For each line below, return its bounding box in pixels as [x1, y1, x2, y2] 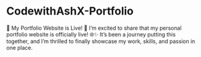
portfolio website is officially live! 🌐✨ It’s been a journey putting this [6, 30, 176, 38]
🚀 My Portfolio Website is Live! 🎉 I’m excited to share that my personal [6, 24, 182, 32]
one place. [6, 44, 33, 51]
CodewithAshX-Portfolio [6, 4, 134, 18]
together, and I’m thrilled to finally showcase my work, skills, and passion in [6, 38, 196, 45]
